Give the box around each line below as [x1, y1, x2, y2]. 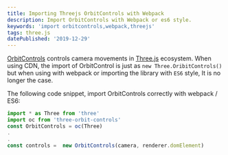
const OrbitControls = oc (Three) [7, 123, 103, 130]
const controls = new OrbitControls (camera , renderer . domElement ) [7, 142, 205, 149]
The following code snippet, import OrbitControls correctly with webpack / [7, 90, 218, 98]
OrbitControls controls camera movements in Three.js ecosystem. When [7, 54, 212, 62]
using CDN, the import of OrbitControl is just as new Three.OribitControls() [7, 62, 223, 70]
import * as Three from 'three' [7, 110, 100, 117]
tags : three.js [7, 29, 51, 36]
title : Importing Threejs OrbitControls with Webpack [7, 10, 165, 17]
